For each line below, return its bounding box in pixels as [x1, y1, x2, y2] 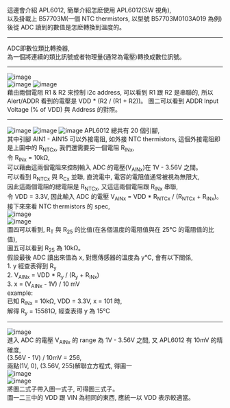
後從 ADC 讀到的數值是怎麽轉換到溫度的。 [7, 23, 125, 31]
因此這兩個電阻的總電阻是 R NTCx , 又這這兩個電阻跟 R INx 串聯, [7, 182, 178, 192]
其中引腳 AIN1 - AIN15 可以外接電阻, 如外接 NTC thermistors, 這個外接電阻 [7, 135, 215, 143]
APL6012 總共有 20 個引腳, [84, 126, 160, 134]
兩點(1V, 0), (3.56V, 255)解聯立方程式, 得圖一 [7, 362, 132, 370]
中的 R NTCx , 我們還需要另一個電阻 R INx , [25, 143, 135, 153]
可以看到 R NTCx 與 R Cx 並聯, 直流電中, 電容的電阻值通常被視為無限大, [7, 173, 200, 183]
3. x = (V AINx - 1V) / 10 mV [7, 280, 80, 289]
